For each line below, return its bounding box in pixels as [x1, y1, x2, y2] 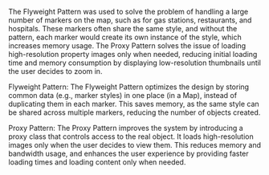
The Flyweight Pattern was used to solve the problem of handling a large [8, 7, 249, 16]
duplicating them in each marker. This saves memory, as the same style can [8, 100, 259, 108]
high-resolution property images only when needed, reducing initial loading [8, 50, 258, 59]
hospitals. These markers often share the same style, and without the [8, 24, 238, 33]
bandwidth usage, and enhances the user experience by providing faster [8, 149, 249, 158]
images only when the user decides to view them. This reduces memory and [8, 140, 262, 149]
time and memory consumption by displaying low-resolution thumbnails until [8, 58, 262, 67]
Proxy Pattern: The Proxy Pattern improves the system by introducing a [8, 124, 243, 132]
